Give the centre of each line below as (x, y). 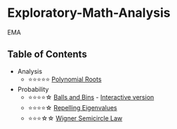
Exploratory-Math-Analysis (89, 13)
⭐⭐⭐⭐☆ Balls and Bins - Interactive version (91, 97)
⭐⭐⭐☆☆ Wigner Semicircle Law (75, 118)
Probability (33, 89)
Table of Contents (47, 54)
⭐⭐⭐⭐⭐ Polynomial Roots (65, 79)
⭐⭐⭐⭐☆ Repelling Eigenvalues (72, 107)
